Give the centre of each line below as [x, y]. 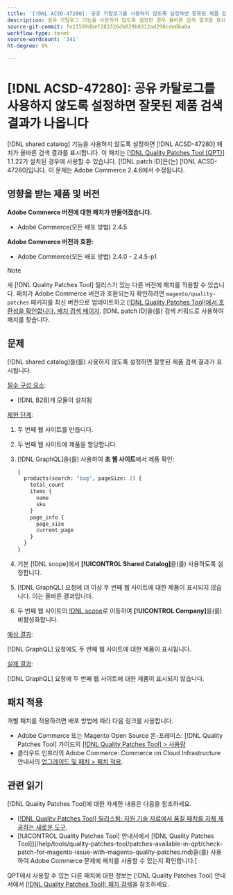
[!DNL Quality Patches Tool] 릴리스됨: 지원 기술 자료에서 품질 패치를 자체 [117, 819]
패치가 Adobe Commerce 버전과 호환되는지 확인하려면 [90, 293]
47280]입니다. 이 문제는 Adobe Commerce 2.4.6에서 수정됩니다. [96, 170]
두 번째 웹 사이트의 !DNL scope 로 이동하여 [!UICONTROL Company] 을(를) [120, 611]
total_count [47, 485]
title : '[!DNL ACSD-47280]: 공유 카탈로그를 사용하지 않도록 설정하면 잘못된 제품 [113, 14]
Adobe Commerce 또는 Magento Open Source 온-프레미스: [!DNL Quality [120, 735]
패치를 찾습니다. [29, 319]
